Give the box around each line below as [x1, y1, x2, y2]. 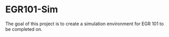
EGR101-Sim [5, 4, 58, 15]
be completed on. [5, 26, 43, 32]
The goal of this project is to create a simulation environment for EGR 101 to [5, 21, 164, 27]
